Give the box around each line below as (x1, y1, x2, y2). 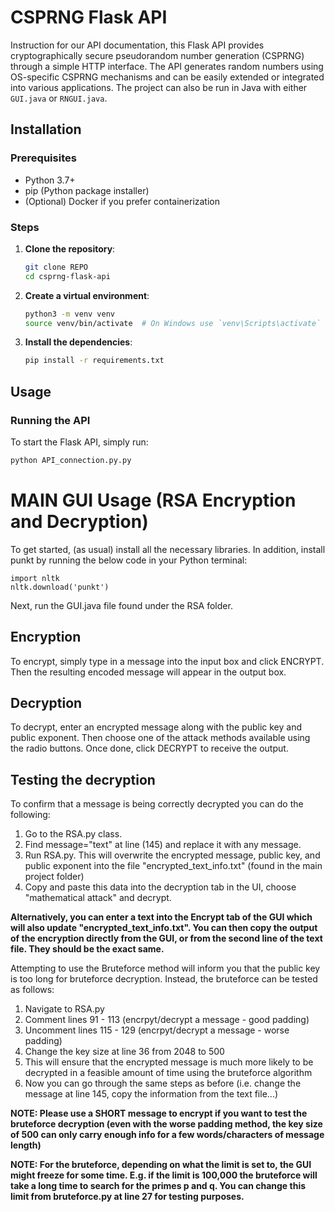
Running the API (10, 413, 91, 427)
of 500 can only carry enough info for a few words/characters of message (10, 1129, 325, 1141)
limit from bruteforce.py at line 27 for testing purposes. (10, 1191, 245, 1203)
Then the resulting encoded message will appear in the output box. (10, 666, 287, 678)
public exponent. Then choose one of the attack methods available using (10, 732, 311, 744)
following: (10, 809, 51, 821)
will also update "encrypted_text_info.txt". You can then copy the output (10, 922, 318, 934)
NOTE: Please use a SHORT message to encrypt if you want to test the (10, 1107, 308, 1120)
